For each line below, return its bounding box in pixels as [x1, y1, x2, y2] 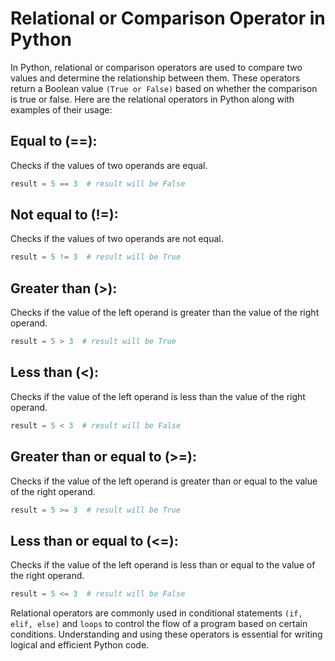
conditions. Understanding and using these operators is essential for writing [10, 628, 323, 641]
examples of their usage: [10, 103, 113, 116]
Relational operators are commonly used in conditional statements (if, [10, 607, 303, 619]
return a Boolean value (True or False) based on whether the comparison [10, 82, 318, 94]
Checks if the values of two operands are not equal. [10, 233, 224, 245]
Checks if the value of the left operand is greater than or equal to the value [10, 475, 318, 487]
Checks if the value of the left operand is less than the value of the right [10, 390, 306, 402]
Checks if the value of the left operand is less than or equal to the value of [10, 559, 316, 571]
